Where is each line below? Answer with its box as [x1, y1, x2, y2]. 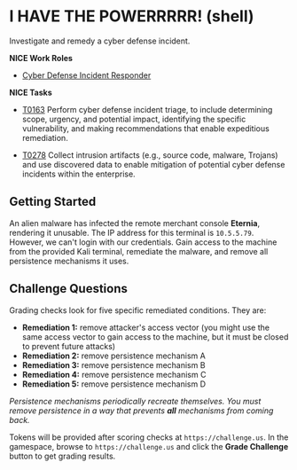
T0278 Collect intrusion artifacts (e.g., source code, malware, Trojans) [21, 149, 278, 161]
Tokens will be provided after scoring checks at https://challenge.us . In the [9, 432, 289, 443]
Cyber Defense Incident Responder [21, 69, 152, 81]
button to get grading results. [9, 450, 116, 461]
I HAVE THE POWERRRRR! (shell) [9, 6, 254, 27]
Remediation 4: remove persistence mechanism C [21, 369, 207, 380]
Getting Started [9, 194, 97, 209]
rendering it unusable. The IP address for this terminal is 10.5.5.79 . [9, 227, 254, 238]
